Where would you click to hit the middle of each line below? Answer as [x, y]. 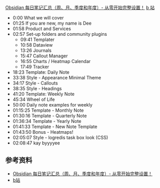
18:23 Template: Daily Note [41, 72]
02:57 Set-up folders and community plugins [60, 34]
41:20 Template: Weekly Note [44, 94]
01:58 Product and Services [42, 29]
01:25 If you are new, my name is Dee [52, 23]
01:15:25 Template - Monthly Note [48, 110]
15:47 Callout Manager [44, 56]
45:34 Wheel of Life [34, 99]
